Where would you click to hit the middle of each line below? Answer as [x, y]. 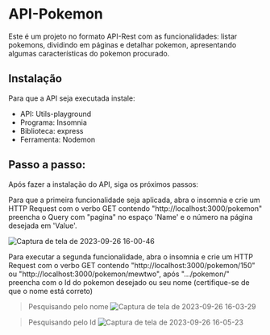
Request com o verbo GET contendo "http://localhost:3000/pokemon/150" [132, 265]
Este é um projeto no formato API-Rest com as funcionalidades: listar [123, 36]
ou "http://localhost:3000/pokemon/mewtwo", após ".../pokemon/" [119, 274]
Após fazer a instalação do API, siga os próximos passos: [104, 184]
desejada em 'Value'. [43, 225]
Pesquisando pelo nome [68, 306]
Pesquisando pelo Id [62, 322]
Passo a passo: [47, 165]
